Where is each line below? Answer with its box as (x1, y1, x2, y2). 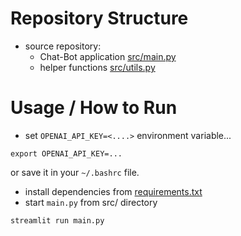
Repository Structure (10, 7, 189, 30)
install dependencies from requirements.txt (24, 185, 203, 197)
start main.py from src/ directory (24, 196, 158, 208)
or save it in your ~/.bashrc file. (10, 166, 140, 178)
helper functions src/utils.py (39, 61, 156, 73)
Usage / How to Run (10, 97, 178, 119)
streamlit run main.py (10, 215, 105, 226)
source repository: (24, 40, 102, 52)
